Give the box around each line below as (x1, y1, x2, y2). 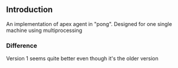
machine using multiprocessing (6, 27, 83, 34)
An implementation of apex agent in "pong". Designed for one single (6, 20, 173, 27)
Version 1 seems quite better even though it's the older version (6, 55, 158, 62)
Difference (6, 41, 37, 50)
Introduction (6, 5, 53, 15)
